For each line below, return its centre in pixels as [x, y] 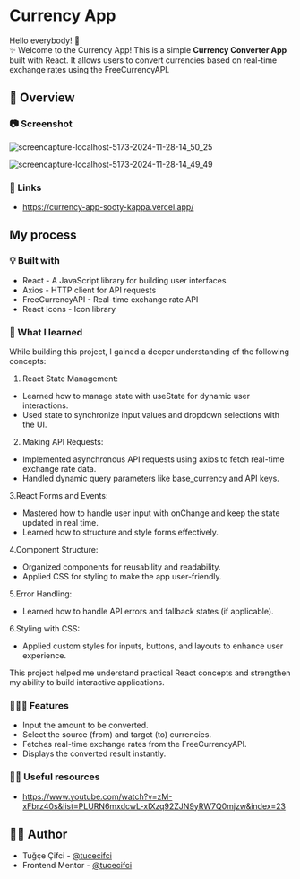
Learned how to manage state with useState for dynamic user [136, 396]
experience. [44, 655]
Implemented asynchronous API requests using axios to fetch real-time [153, 459]
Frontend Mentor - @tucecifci [77, 866]
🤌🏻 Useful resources [55, 777]
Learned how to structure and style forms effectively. [120, 532]
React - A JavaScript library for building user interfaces [124, 280]
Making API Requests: [63, 441]
